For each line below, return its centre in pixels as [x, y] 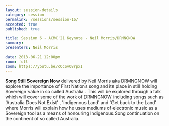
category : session [25, 15]
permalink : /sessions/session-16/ [42, 19]
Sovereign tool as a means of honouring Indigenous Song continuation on [82, 113]
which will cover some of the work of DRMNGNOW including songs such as [84, 97]
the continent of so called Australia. [43, 119]
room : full [17, 62]
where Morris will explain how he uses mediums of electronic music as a [81, 108]
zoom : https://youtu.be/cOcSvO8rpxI [44, 66]
